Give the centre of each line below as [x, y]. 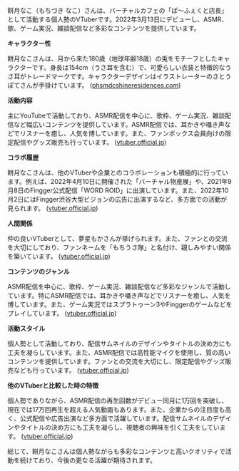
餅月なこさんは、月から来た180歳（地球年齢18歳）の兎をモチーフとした [112, 58]
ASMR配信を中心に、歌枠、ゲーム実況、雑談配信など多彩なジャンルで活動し [119, 286]
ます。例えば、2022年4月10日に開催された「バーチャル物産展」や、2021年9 [119, 181]
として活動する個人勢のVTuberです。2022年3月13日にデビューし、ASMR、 [118, 19]
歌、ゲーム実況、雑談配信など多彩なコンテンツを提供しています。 [104, 28]
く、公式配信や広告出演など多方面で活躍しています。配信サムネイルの [110, 418]
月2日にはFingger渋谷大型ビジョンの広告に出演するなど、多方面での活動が [117, 199]
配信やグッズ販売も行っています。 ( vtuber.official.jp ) [90, 142]
